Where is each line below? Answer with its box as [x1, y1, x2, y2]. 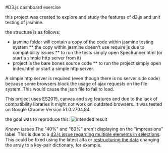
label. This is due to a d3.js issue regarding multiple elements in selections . [5, 131, 161, 137]
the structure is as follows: [5, 29, 61, 35]
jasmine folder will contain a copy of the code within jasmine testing [12, 39, 154, 45]
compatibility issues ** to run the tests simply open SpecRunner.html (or [12, 50, 163, 55]
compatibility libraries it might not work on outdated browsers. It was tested [5, 101, 162, 107]
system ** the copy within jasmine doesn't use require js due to [12, 44, 145, 50]
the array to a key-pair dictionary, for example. [5, 142, 102, 148]
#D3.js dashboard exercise [5, 5, 61, 10]
